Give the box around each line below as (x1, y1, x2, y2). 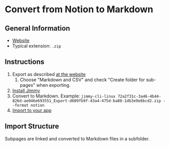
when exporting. (36, 82, 71, 88)
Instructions (5, 58, 44, 66)
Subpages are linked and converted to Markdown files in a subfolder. (5, 135, 150, 141)
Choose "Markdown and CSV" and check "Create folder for (19, 77, 145, 83)
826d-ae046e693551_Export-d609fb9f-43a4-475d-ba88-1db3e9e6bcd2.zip (12, 98, 161, 103)
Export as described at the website (12, 71, 86, 77)
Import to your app (12, 107, 52, 113)
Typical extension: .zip (12, 43, 61, 49)
